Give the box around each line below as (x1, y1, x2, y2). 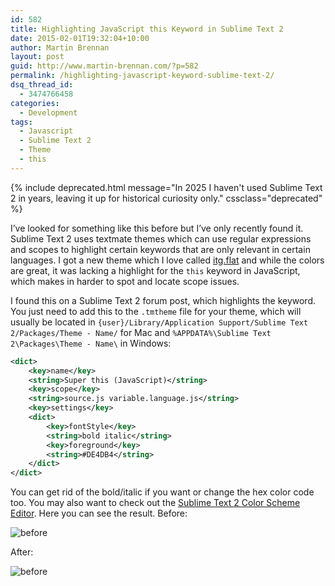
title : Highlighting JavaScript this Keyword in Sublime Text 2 (10, 24, 284, 34)
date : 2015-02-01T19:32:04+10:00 (10, 33, 150, 43)
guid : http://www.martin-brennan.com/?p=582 (10, 61, 199, 71)
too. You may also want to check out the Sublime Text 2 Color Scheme (10, 497, 301, 509)
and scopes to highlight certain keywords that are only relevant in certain (10, 243, 311, 255)
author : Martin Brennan (10, 42, 110, 53)
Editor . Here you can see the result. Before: (10, 507, 188, 520)
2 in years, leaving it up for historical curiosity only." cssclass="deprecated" (10, 192, 323, 204)
